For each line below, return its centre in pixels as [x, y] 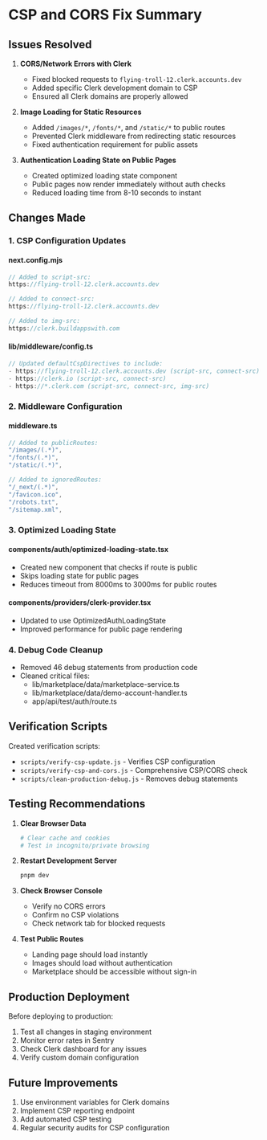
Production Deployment [69, 997]
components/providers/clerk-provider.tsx [80, 603]
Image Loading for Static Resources [81, 112]
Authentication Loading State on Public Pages [98, 160]
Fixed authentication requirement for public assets [115, 145]
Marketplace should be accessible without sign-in [114, 972]
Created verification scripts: [54, 746]
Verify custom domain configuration [79, 1057]
